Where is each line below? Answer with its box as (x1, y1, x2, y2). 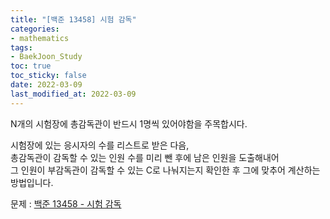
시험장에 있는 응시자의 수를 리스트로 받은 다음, (10, 139, 190, 151)
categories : (10, 24, 60, 34)
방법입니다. (10, 176, 54, 188)
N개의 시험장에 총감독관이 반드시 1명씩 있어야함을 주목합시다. (10, 117, 248, 130)
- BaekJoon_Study (10, 52, 83, 62)
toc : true (10, 61, 52, 71)
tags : (10, 42, 33, 53)
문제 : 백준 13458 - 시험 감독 (10, 197, 122, 210)
